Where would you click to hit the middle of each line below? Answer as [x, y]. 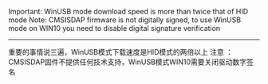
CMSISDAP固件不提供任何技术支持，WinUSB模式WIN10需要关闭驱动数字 [128, 62]
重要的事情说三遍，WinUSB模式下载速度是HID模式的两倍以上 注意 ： [121, 52]
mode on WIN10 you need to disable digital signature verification [114, 28]
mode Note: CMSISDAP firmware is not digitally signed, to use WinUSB [125, 20]
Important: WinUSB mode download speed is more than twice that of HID [128, 11]
